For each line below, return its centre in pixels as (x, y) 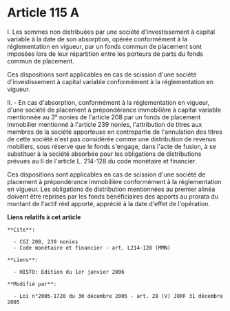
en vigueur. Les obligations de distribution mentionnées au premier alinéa (111, 189)
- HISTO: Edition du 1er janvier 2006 (69, 272)
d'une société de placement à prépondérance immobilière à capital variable (114, 110)
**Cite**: (21, 230)
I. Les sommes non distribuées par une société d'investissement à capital (111, 32)
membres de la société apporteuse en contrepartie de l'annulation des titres (115, 132)
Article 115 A (43, 13)
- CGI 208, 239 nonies (46, 242)
